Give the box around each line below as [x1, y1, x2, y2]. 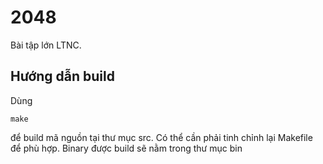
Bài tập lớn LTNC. [10, 39, 82, 51]
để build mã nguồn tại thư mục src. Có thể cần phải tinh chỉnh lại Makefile [10, 131, 313, 143]
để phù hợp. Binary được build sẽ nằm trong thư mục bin [10, 142, 243, 154]
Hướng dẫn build [10, 68, 115, 85]
